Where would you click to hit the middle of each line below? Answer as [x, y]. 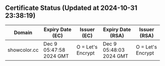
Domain [23, 32]
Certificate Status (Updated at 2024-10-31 [71, 8]
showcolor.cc [23, 50]
